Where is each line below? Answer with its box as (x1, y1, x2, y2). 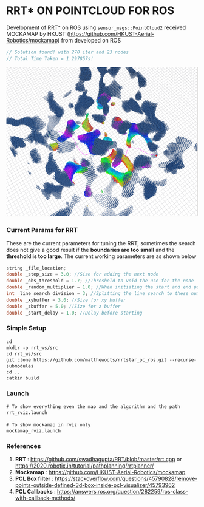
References (6, 442, 41, 451)
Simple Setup (6, 324, 47, 333)
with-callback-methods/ (15, 494, 76, 502)
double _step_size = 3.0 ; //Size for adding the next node (6, 271, 159, 277)
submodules (6, 362, 34, 369)
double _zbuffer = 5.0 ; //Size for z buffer (6, 303, 121, 310)
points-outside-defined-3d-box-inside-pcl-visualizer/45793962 (15, 481, 175, 489)
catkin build (6, 375, 39, 381)
